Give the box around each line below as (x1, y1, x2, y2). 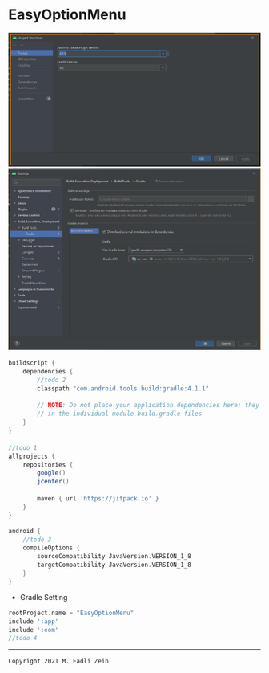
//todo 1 (8, 443, 38, 451)
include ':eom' (8, 626, 59, 634)
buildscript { (8, 359, 56, 367)
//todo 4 (8, 634, 38, 642)
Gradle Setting (19, 592, 68, 602)
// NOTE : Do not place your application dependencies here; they (37, 402, 260, 410)
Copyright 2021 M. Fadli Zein (8, 657, 110, 666)
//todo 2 (37, 376, 66, 384)
